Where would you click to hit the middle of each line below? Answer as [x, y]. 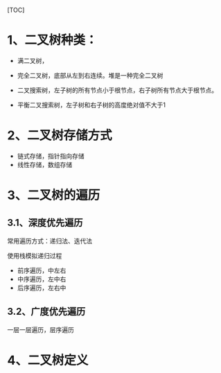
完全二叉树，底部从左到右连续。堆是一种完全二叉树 [90, 75]
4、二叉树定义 [48, 360]
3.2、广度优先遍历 [46, 312]
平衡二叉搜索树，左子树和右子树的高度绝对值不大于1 [91, 105]
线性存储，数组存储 [45, 164]
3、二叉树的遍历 [54, 195]
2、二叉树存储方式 [60, 136]
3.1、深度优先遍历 [45, 223]
